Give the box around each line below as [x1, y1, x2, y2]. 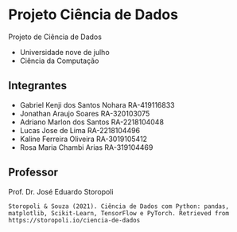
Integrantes [8, 79, 68, 92]
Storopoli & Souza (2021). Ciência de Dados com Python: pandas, [8, 202, 229, 210]
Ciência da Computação [19, 56, 99, 65]
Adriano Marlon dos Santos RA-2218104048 [19, 117, 165, 127]
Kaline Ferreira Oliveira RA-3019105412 [19, 134, 148, 144]
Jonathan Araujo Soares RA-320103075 [19, 108, 150, 118]
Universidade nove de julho [19, 47, 110, 57]
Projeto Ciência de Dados [8, 6, 179, 24]
